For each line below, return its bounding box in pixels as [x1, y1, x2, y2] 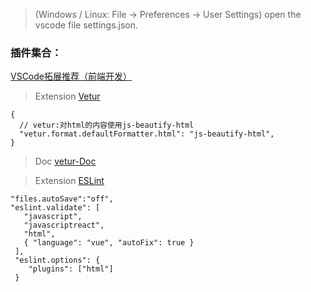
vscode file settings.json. [34, 19, 139, 31]
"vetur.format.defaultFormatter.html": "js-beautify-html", [19, 129, 275, 139]
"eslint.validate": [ [10, 203, 101, 213]
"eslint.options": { [14, 255, 101, 266]
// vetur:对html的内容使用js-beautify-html [19, 120, 195, 131]
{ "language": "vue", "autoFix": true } [23, 238, 195, 248]
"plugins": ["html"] [28, 264, 114, 274]
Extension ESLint [34, 175, 105, 187]
